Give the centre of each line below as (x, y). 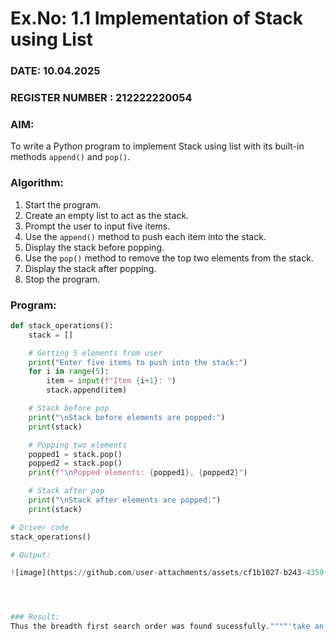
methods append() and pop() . (70, 157)
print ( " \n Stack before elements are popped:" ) (127, 417)
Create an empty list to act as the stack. (107, 215)
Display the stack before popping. (94, 247)
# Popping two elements (78, 445)
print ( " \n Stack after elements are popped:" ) (125, 500)
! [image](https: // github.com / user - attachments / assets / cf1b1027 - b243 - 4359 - (169, 573)
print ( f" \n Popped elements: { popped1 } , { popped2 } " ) (138, 473)
